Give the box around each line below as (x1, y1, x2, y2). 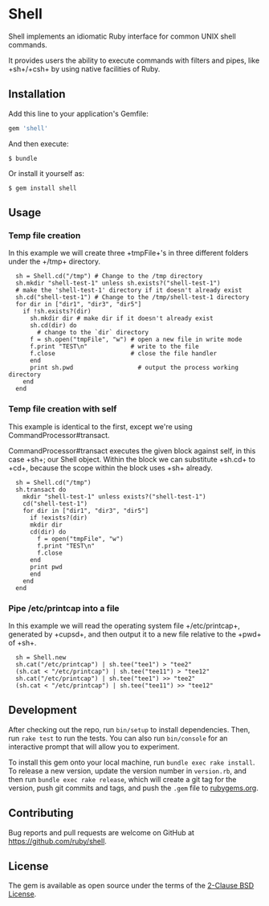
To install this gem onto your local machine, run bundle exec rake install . (8, 757, 255, 767)
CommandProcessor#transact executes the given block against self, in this (8, 445, 256, 455)
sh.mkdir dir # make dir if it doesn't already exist (29, 314, 214, 322)
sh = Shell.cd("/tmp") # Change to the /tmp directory (15, 273, 203, 281)
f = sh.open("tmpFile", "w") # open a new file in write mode (29, 335, 243, 344)
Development (8, 703, 78, 717)
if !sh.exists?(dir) (22, 307, 92, 316)
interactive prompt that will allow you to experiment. (8, 741, 180, 752)
